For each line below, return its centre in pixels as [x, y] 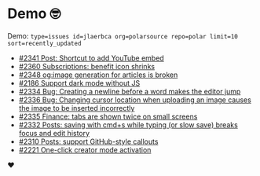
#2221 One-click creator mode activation [85, 149]
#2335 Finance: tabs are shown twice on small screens [108, 116]
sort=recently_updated [44, 43]
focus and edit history [54, 133]
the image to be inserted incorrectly [77, 108]
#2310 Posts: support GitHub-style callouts [88, 141]
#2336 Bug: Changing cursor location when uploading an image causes [135, 100]
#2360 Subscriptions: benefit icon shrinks [86, 66]
